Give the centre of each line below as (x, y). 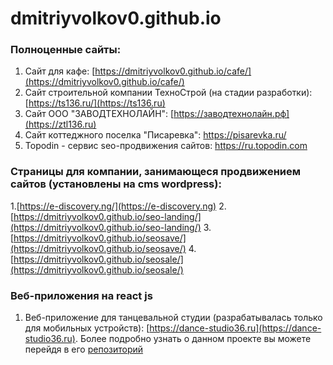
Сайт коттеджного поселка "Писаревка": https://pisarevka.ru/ (155, 135)
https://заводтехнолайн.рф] (231, 114)
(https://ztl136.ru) (60, 124)
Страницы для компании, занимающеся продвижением (156, 172)
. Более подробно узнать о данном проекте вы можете (193, 339)
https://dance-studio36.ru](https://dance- (235, 328)
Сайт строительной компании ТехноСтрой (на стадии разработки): (168, 93)
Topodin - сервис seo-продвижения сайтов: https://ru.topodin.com (166, 146)
